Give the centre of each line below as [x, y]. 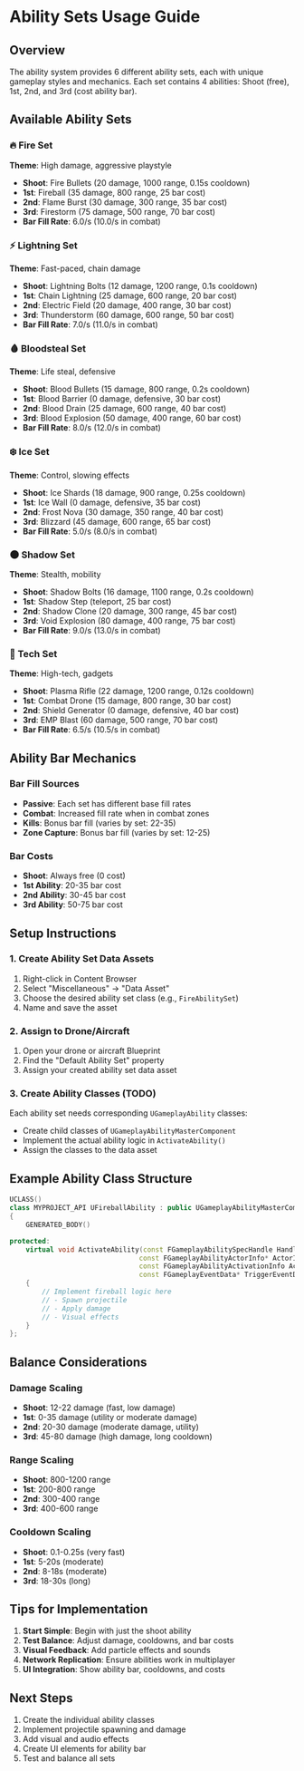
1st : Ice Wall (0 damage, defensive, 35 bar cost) [112, 502]
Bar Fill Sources [44, 784]
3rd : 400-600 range [60, 1509]
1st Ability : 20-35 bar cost [72, 885]
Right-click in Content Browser [80, 978]
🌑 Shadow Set [42, 555]
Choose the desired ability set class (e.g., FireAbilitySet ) [131, 998]
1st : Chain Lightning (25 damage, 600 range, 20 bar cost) [130, 295]
